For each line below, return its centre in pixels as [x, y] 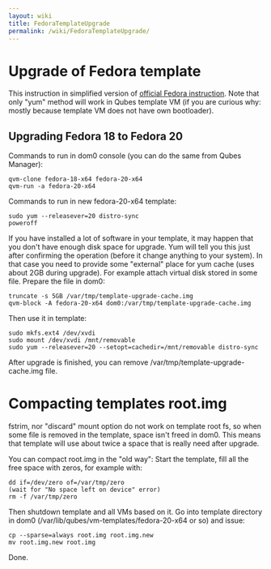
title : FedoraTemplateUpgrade [59, 24]
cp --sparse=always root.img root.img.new [81, 536]
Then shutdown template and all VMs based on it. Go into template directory [135, 512]
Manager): [25, 165]
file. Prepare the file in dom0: [57, 281]
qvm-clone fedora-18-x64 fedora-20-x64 [76, 179]
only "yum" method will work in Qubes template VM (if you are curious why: [135, 102]
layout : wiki [30, 16]
